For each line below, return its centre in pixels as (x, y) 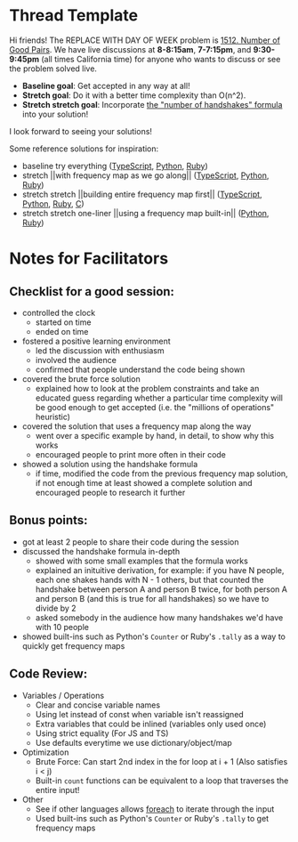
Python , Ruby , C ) (53, 203)
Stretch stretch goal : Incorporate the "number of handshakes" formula (152, 104)
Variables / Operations (63, 695)
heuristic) (53, 417)
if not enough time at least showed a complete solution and (144, 482)
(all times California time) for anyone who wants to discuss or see (161, 59)
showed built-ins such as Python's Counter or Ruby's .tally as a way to (154, 636)
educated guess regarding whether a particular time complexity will (159, 398)
